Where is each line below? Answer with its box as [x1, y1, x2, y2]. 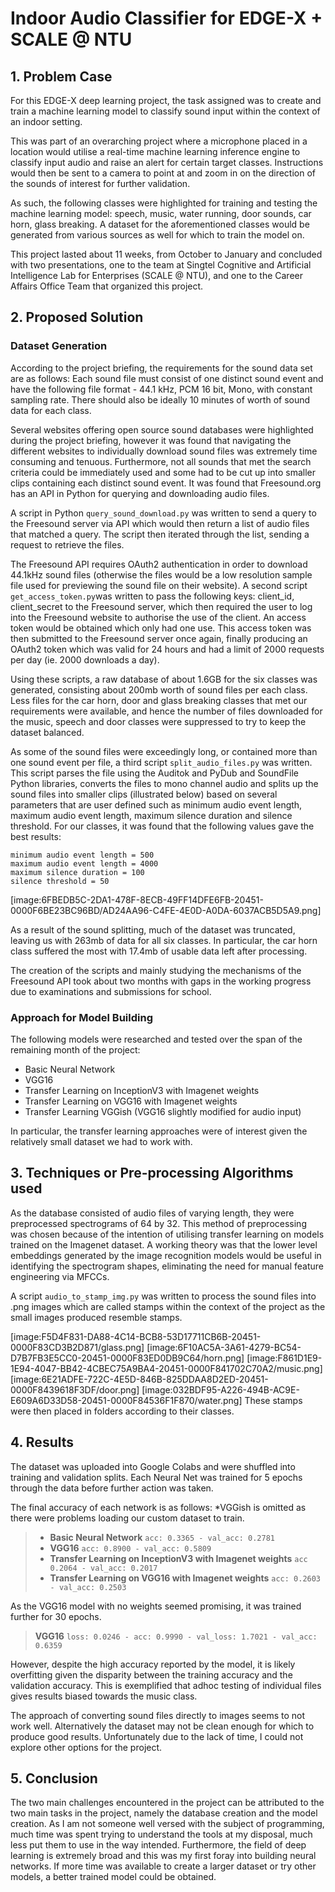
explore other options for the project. [10, 1741, 163, 1753]
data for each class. [10, 404, 92, 416]
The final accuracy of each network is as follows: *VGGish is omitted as [10, 1501, 307, 1513]
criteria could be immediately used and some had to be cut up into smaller [10, 466, 316, 478]
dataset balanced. [10, 726, 85, 738]
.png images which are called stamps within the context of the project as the [10, 1300, 326, 1312]
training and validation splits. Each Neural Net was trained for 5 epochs [10, 1471, 303, 1483]
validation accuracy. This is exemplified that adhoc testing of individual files [10, 1679, 322, 1691]
